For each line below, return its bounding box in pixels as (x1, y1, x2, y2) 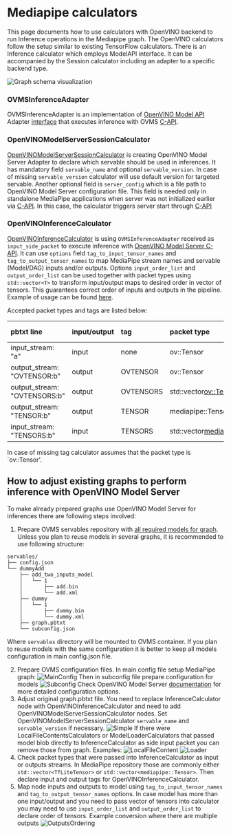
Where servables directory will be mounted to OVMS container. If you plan (7, 637, 218, 645)
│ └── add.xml (19, 589, 78, 596)
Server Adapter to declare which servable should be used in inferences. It (7, 158, 217, 166)
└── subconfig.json (19, 625, 76, 632)
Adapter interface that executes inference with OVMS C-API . (7, 118, 179, 126)
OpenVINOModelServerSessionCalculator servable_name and (16, 716, 190, 725)
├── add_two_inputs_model (19, 571, 94, 578)
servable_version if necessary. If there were (16, 724, 170, 732)
